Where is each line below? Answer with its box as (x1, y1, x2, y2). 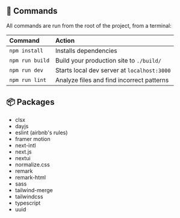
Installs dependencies (55, 46, 117, 55)
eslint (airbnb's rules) (14, 129, 68, 136)
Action (55, 36, 75, 45)
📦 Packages (6, 97, 55, 107)
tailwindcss (14, 193, 43, 200)
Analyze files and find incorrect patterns (55, 76, 169, 84)
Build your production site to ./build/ (55, 56, 161, 64)
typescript (14, 199, 41, 207)
